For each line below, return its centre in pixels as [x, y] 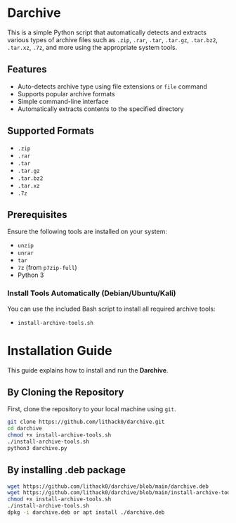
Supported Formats [51, 131]
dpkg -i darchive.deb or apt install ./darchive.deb [86, 512]
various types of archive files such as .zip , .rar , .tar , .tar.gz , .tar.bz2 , [112, 39]
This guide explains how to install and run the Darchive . [88, 370]
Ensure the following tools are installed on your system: [87, 232]
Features [27, 69]
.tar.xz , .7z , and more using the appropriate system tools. [92, 47]
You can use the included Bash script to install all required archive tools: [111, 309]
